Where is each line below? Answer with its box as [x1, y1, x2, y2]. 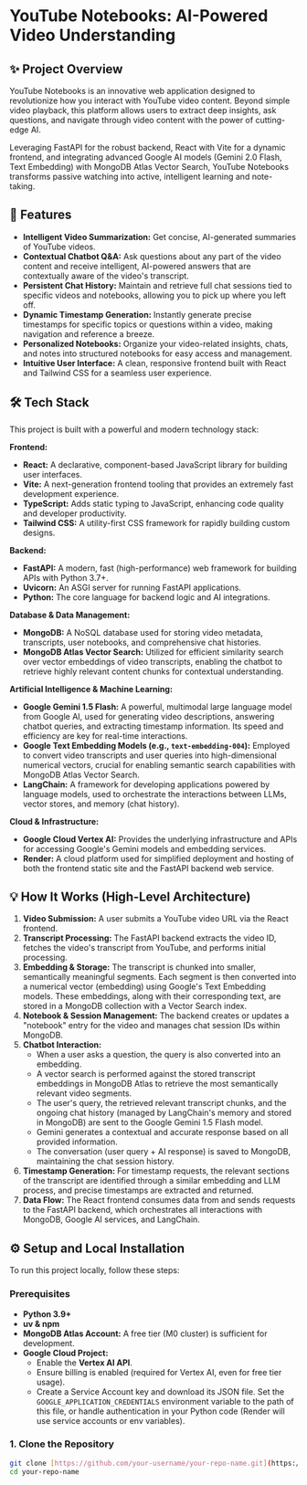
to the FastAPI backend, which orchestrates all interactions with [22, 1205, 263, 1216]
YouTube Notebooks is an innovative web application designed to [9, 86, 256, 96]
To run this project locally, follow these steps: [9, 1265, 180, 1276]
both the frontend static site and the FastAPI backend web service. [22, 862, 274, 873]
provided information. [36, 1136, 118, 1147]
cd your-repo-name [9, 1467, 79, 1476]
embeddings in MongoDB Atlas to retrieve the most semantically [36, 1079, 279, 1090]
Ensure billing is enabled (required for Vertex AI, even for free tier [36, 1366, 282, 1377]
